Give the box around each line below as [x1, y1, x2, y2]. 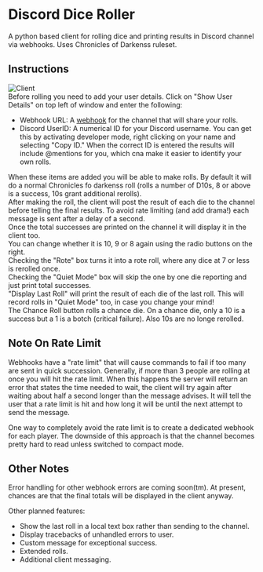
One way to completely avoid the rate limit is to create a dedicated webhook [8, 422, 254, 432]
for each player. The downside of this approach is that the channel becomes [8, 431, 255, 440]
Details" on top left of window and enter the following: [8, 100, 183, 109]
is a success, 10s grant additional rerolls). [8, 188, 142, 198]
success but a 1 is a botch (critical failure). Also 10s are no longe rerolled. [8, 314, 244, 323]
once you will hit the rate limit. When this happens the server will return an [8, 374, 248, 384]
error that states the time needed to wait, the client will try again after [8, 382, 232, 392]
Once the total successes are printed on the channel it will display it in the [8, 222, 247, 231]
